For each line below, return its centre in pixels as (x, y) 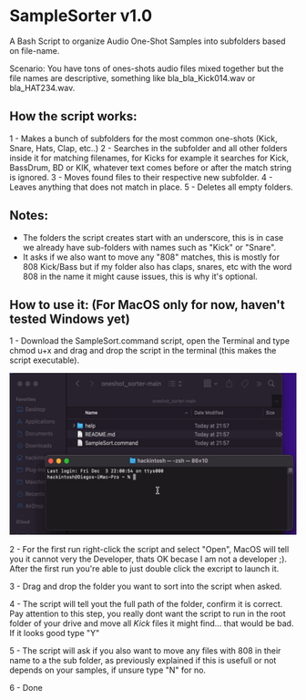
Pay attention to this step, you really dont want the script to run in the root (148, 613)
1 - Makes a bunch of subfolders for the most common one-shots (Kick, (143, 139)
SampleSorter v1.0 (81, 16)
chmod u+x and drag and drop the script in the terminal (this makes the (143, 351)
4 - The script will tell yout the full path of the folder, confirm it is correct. (146, 603)
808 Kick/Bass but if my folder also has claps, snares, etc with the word (157, 266)
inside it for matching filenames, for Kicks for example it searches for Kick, (149, 158)
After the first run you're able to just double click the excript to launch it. (144, 568)
